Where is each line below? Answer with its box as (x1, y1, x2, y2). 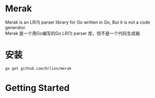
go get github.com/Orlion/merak (5, 66, 72, 71)
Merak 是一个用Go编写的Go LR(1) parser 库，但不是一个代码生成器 (5, 30, 140, 36)
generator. (5, 24, 26, 30)
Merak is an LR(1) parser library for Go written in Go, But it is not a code (5, 19, 151, 25)
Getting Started (5, 82, 70, 94)
